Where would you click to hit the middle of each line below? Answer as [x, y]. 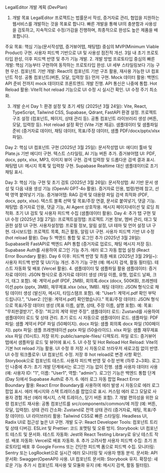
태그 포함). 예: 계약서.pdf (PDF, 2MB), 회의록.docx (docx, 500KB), [76, 281]
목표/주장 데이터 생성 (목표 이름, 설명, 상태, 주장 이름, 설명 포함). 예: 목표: [83, 305]
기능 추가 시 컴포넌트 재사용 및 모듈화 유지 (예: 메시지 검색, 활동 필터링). [82, 465]
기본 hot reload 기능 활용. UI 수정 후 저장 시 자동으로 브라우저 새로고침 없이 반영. [82, 348]
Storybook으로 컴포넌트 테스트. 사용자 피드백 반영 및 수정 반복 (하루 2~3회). [78, 361]
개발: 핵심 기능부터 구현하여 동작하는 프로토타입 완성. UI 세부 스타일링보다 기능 [80, 65]
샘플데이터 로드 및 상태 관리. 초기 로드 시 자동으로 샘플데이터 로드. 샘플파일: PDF [82, 318]
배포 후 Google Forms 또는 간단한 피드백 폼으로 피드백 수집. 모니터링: [88, 447]
